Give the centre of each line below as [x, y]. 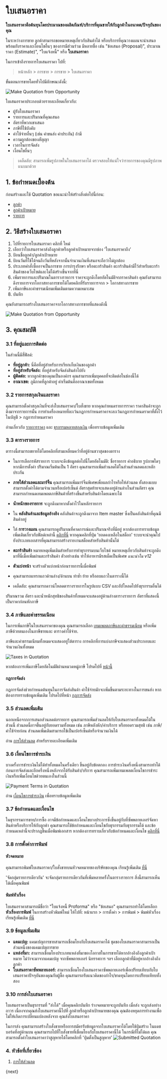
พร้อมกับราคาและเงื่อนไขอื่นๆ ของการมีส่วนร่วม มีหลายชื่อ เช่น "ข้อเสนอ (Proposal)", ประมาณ [83, 46]
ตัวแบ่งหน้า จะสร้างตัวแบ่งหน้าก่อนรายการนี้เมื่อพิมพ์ [54, 566]
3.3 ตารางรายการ [23, 440]
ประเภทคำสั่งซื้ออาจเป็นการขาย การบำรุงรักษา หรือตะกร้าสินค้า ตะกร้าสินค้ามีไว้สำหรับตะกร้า [86, 266]
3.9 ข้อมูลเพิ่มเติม [23, 931]
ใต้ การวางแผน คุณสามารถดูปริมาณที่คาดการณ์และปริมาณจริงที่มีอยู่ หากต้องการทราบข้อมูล [86, 529]
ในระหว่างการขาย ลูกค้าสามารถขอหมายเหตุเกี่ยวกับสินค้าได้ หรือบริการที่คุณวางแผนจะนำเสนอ [81, 40]
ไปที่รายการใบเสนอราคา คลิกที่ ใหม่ [42, 243]
